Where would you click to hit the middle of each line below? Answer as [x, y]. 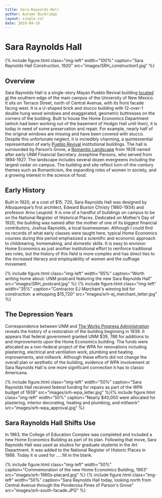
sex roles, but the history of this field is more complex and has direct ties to [80, 253]
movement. [16, 264]
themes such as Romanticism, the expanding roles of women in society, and [81, 170]
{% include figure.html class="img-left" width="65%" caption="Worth [75, 273]
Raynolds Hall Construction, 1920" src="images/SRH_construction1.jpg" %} [80, 66]
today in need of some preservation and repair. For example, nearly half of [79, 129]
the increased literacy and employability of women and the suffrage [72, 259]
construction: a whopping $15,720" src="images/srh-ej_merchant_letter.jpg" [81, 294]
